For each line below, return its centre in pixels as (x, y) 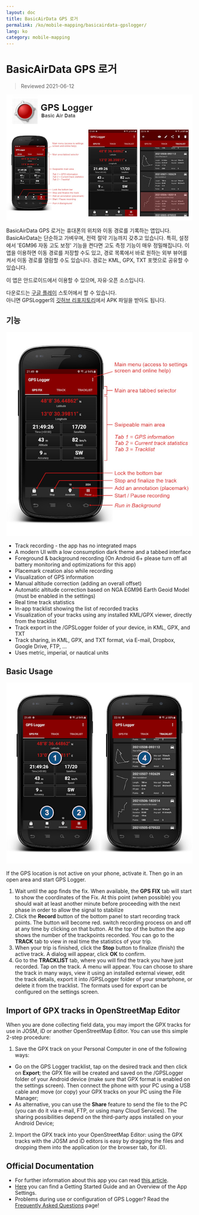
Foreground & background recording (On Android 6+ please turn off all (101, 558)
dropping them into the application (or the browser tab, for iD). (91, 1147)
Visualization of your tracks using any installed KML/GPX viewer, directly (103, 615)
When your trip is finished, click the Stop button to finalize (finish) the (99, 948)
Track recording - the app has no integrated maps (76, 546)
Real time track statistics (45, 602)
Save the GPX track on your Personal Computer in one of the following (101, 1049)
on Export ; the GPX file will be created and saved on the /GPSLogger (99, 1073)
